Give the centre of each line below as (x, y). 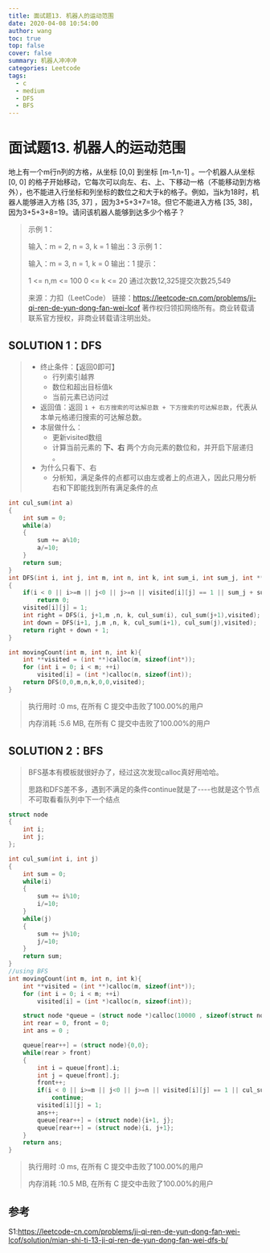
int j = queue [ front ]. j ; (79, 1075)
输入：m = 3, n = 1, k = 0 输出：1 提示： (93, 263)
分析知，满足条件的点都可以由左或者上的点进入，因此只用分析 (154, 477)
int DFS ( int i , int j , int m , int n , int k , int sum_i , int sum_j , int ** (136, 578)
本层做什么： (61, 427)
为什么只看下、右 (68, 467)
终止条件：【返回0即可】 (79, 367)
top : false (27, 46)
